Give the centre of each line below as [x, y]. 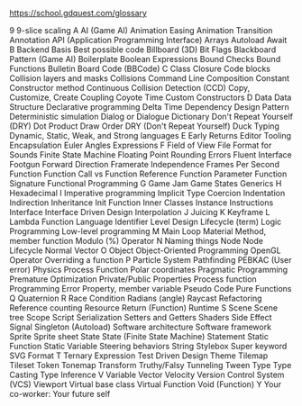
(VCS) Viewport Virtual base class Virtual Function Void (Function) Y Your [146, 384]
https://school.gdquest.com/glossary [78, 13]
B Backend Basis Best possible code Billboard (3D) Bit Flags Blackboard [143, 50]
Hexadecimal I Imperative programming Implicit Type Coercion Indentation [147, 193]
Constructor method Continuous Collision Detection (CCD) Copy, [130, 88]
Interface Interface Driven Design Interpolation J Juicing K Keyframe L [140, 212]
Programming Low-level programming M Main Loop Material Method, [138, 231]
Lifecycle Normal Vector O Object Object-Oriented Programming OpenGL [145, 250]
